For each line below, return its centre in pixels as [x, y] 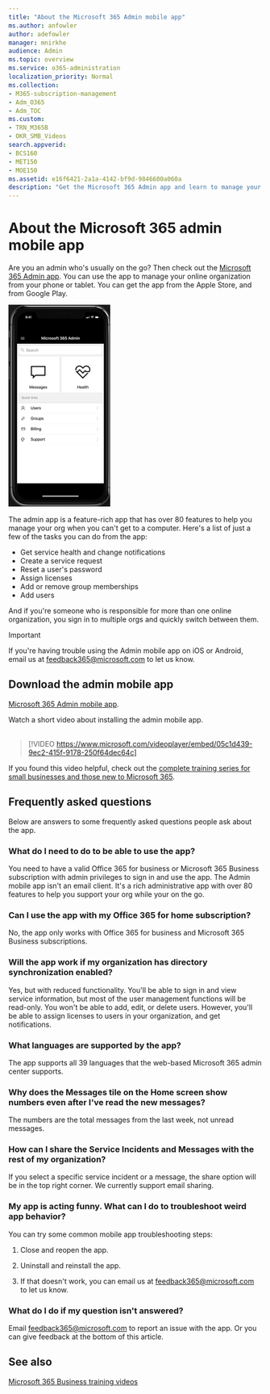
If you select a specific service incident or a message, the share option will [132, 1177]
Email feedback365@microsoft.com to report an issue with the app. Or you [133, 1329]
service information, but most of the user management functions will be [127, 998]
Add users [37, 595]
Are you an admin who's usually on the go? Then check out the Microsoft [130, 268]
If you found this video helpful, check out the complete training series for [129, 768]
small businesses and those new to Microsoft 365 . [92, 777]
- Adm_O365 [27, 102]
